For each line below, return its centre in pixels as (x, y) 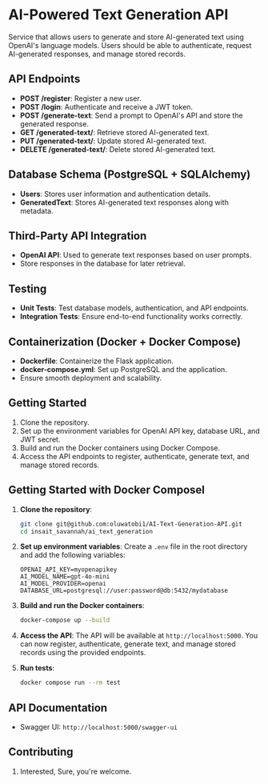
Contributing (41, 752)
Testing (28, 288)
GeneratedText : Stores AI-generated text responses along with (124, 202)
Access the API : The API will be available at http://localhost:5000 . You (139, 636)
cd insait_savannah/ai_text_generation (86, 531)
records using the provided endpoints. (83, 653)
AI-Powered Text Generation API (118, 15)
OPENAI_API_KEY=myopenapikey (68, 570)
